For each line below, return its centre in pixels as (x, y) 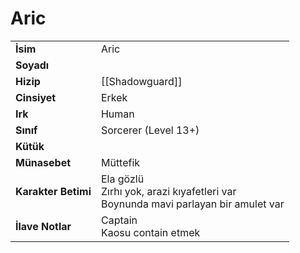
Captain (119, 220)
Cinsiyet (36, 97)
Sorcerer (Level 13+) (150, 130)
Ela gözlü (122, 179)
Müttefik (120, 162)
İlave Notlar (43, 226)
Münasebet (43, 162)
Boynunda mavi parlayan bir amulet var (192, 204)
